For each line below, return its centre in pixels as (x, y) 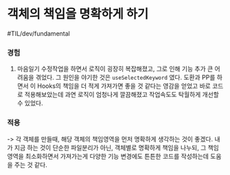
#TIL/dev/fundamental (38, 33)
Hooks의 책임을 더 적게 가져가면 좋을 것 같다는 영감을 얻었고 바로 (124, 86)
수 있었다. (30, 103)
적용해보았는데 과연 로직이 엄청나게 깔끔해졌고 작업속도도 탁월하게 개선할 (122, 95)
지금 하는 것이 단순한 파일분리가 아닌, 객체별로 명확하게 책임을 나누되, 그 (110, 148)
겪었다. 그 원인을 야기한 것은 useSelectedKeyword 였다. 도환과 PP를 (125, 78)
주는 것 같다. (31, 165)
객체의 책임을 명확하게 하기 (78, 14)
